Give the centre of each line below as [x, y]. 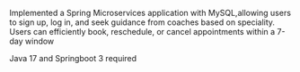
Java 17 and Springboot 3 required [73, 58]
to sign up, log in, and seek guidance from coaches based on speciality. [142, 22]
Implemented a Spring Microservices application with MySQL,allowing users [150, 13]
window [40, 41]
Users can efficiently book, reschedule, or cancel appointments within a [142, 32]
